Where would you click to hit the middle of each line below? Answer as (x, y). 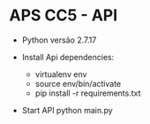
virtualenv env (61, 74)
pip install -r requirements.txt (88, 93)
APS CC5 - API (64, 15)
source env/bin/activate (78, 83)
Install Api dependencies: (68, 57)
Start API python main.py (67, 110)
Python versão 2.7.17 (59, 40)
